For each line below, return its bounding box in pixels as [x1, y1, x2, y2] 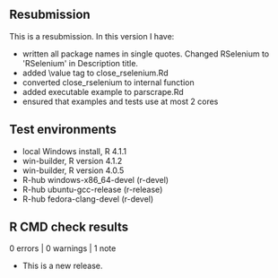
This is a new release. [22, 260, 103, 272]
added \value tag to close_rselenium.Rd [22, 67, 169, 78]
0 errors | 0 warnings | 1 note [9, 243, 117, 254]
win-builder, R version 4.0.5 [22, 165, 125, 176]
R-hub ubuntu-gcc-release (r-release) [22, 184, 163, 195]
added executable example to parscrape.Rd [22, 86, 184, 97]
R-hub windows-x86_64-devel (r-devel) [22, 174, 169, 185]
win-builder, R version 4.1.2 [22, 155, 123, 166]
